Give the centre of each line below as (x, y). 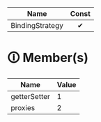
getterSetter (31, 96)
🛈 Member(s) (48, 58)
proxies (23, 107)
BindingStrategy (37, 25)
